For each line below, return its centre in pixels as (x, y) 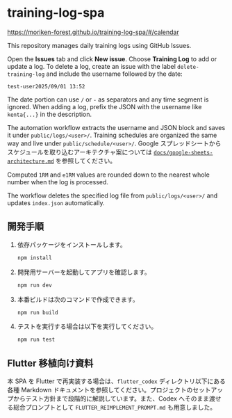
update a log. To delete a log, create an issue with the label (91, 66)
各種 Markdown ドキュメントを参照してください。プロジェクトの (100, 390)
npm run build (38, 312)
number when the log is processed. (58, 182)
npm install (34, 258)
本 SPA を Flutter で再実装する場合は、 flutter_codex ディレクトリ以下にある (116, 381)
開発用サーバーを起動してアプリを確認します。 (84, 272)
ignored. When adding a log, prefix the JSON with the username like (105, 106)
